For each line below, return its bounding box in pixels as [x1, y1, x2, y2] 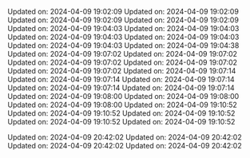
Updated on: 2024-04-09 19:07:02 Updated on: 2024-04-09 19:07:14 [7, 66, 236, 75]
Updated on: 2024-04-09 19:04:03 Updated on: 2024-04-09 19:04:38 [7, 41, 240, 50]
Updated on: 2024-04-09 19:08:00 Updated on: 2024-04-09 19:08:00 [7, 92, 240, 101]
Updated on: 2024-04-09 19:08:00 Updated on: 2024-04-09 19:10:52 [7, 100, 237, 109]
